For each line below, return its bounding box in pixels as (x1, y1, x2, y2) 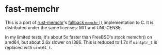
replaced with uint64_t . (5, 44, 52, 50)
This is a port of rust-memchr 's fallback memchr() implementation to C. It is (5, 19, 154, 25)
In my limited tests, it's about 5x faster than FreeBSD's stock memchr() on (5, 34, 153, 40)
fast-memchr (5, 3, 60, 15)
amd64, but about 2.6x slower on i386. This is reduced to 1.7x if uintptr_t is (5, 39, 158, 45)
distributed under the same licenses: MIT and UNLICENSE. (5, 24, 122, 30)
